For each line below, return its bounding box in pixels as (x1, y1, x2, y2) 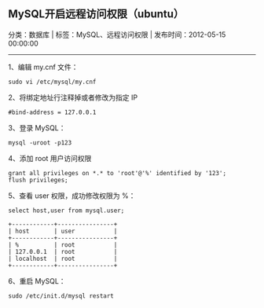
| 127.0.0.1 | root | (8, 247, 118, 255)
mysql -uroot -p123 (8, 138, 72, 147)
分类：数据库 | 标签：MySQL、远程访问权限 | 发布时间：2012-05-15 (8, 30, 226, 39)
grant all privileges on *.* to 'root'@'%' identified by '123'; (8, 169, 226, 177)
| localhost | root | (8, 255, 118, 262)
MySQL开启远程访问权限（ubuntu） (8, 7, 185, 21)
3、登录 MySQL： (8, 123, 66, 132)
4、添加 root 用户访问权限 (8, 153, 92, 163)
